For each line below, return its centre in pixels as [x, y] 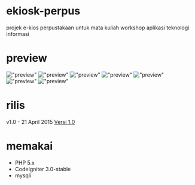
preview [27, 58]
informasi [18, 34]
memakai [30, 146]
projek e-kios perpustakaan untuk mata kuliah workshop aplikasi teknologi [98, 28]
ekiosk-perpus [43, 11]
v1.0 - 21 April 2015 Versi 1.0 [41, 122]
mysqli [23, 175]
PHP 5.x [25, 162]
